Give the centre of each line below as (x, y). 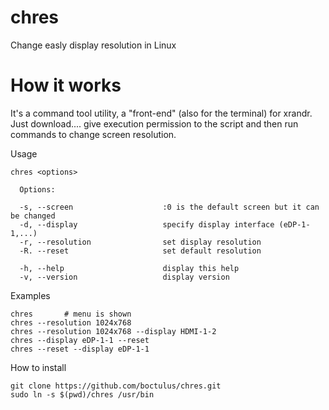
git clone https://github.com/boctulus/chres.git (116, 386)
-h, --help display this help (129, 268)
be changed (33, 216)
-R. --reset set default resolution (140, 251)
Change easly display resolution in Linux (93, 45)
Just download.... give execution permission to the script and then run (154, 123)
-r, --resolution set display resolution (140, 242)
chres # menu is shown (71, 314)
